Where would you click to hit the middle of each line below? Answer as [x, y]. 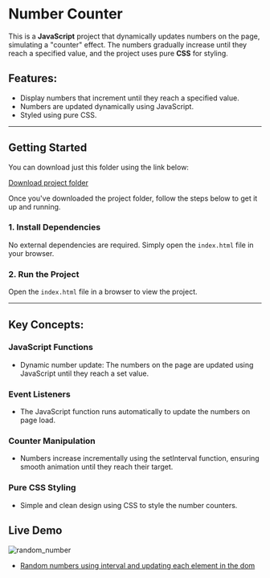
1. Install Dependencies [55, 227]
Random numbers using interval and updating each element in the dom [137, 565]
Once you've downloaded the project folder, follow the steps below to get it [133, 198]
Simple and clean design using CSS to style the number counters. [129, 505]
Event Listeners [39, 394]
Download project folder [48, 182]
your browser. [31, 253]
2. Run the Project [44, 274]
